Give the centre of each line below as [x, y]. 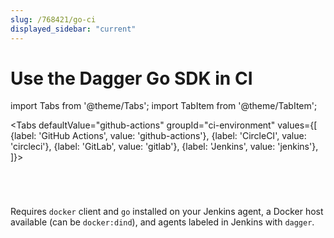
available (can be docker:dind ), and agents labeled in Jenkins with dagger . [162, 222]
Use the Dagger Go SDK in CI [131, 78]
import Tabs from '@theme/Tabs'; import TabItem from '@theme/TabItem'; [164, 106]
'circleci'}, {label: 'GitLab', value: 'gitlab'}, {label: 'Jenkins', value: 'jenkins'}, [164, 147]
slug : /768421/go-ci [53, 19]
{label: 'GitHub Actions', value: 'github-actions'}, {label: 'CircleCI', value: [158, 136]
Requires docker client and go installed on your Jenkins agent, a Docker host [167, 212]
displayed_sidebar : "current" [73, 29]
